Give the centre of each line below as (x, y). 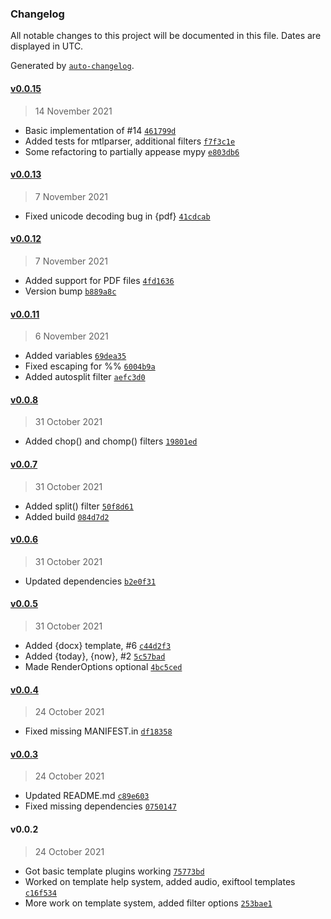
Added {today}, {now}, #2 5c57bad (95, 656)
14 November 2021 (73, 111)
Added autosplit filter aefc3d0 (85, 377)
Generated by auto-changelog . (72, 66)
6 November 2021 (71, 336)
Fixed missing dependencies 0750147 (100, 806)
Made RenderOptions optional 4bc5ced (103, 666)
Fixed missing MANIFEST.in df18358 (98, 731)
